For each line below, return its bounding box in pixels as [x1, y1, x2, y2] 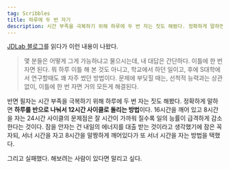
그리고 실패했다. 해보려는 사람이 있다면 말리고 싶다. [7, 155, 142, 163]
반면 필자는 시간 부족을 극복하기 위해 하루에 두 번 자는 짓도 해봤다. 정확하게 [7, 97, 206, 105]
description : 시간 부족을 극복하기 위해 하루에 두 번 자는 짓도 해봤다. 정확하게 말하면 [7, 23, 225, 29]
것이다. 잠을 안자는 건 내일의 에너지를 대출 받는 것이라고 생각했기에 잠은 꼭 [25, 122, 222, 131]
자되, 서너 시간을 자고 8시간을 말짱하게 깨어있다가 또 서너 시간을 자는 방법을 [7, 131, 208, 140]
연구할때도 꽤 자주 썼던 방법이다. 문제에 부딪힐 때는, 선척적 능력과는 [31, 74, 210, 82]
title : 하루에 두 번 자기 [7, 16, 71, 23]
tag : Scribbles [7, 10, 51, 17]
